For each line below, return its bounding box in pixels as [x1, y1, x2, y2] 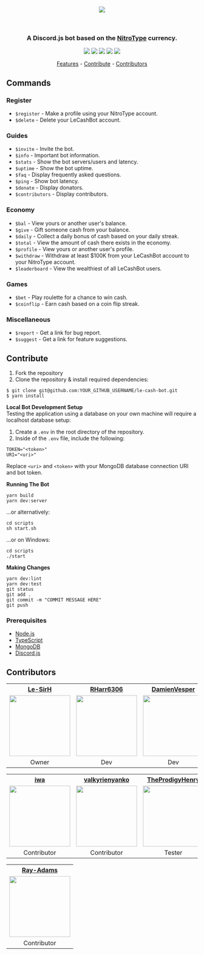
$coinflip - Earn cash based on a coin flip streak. [15, 300, 140, 308]
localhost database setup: [6, 416, 71, 424]
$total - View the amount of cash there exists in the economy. [15, 239, 172, 246]
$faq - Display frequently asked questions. [15, 171, 121, 179]
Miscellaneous [6, 315, 50, 323]
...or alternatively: [6, 508, 50, 516]
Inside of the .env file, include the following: [15, 435, 125, 442]
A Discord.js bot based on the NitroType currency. [26, 34, 178, 43]
